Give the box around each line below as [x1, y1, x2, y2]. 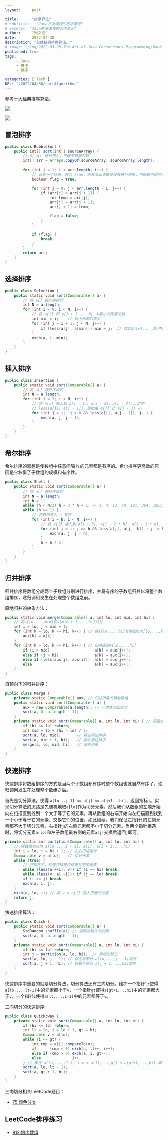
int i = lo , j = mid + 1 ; [14, 624, 68, 629]
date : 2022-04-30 [5, 35, 55, 40]
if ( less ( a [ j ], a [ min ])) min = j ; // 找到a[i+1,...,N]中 [40, 325, 162, 331]
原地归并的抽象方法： [5, 605, 49, 611]
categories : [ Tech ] [5, 77, 50, 82]
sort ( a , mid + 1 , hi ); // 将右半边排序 [23, 737, 106, 742]
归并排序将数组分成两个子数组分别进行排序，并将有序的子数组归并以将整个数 [5, 588, 163, 594]
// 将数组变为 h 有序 [31, 512, 72, 517]
